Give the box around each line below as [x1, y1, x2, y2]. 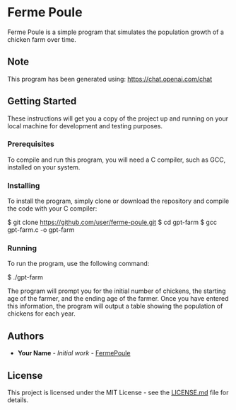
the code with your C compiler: [7, 204, 98, 213]
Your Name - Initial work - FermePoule [17, 349, 131, 358]
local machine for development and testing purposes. [7, 121, 163, 130]
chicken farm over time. [7, 35, 76, 43]
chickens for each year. [7, 309, 76, 318]
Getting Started [7, 95, 77, 107]
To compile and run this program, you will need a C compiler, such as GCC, [7, 155, 226, 164]
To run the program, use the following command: [7, 260, 150, 268]
